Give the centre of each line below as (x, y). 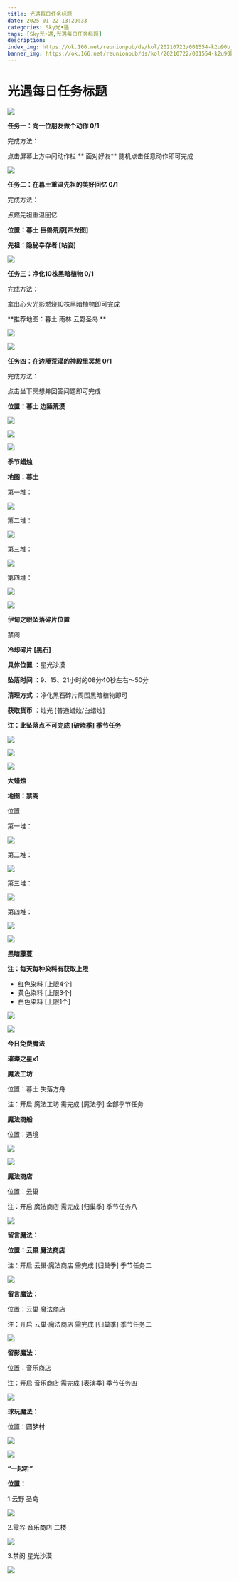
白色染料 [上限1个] (44, 1001)
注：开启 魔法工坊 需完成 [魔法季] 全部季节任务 (75, 1104)
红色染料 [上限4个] (45, 984)
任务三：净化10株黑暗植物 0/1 (51, 273)
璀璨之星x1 (23, 1059)
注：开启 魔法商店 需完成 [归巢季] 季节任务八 (72, 1206)
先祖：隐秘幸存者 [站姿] (42, 245)
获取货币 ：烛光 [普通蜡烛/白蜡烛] (56, 710)
